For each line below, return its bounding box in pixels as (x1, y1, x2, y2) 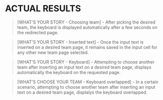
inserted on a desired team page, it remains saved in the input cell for (17, 44, 158, 50)
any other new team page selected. (17, 50, 89, 55)
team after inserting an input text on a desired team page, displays (17, 64, 152, 70)
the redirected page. (17, 29, 59, 35)
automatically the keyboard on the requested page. (17, 69, 121, 75)
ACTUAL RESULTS (5, 3, 81, 14)
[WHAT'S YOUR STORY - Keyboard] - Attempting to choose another (17, 59, 155, 65)
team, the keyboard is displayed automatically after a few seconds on (17, 24, 158, 30)
